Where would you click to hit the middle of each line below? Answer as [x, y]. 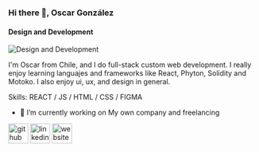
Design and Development [51, 32]
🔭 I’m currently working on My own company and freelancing [120, 113]
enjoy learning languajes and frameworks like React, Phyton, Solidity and [128, 73]
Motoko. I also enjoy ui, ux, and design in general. [89, 82]
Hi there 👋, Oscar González [61, 13]
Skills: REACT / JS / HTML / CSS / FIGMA [75, 97]
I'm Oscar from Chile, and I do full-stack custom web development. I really [130, 65]
